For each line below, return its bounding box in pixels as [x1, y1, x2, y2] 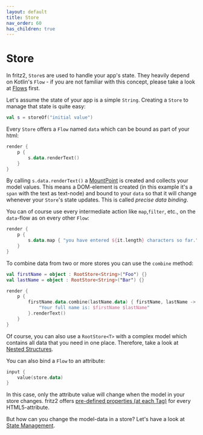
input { [6, 368, 26, 375]
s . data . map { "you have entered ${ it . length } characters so [28, 237, 182, 244]
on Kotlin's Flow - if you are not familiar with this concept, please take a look [6, 78, 195, 85]
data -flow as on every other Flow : [6, 214, 89, 221]
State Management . [6, 422, 56, 430]
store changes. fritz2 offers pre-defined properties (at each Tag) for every [6, 397, 192, 405]
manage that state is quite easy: [6, 103, 86, 110]
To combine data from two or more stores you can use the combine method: [6, 260, 193, 267]
